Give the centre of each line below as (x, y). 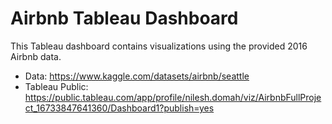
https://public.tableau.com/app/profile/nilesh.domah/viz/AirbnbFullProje (173, 97)
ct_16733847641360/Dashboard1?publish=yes (119, 108)
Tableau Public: (56, 86)
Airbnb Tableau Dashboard (124, 18)
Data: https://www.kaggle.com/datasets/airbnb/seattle (137, 76)
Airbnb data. (36, 56)
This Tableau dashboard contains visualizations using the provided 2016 (159, 46)
